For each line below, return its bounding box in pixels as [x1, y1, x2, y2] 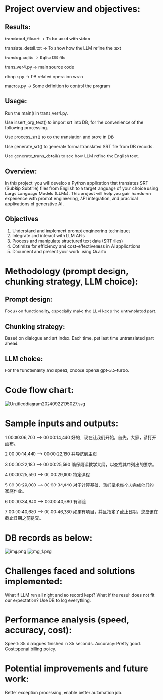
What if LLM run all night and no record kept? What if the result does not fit [5, 592, 155, 598]
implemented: [5, 576, 63, 587]
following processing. [5, 124, 48, 130]
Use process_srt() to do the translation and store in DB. [5, 134, 115, 140]
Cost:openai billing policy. [5, 646, 57, 652]
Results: [5, 23, 31, 31]
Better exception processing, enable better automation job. [5, 689, 123, 695]
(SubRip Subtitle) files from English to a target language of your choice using [5, 185, 158, 191]
